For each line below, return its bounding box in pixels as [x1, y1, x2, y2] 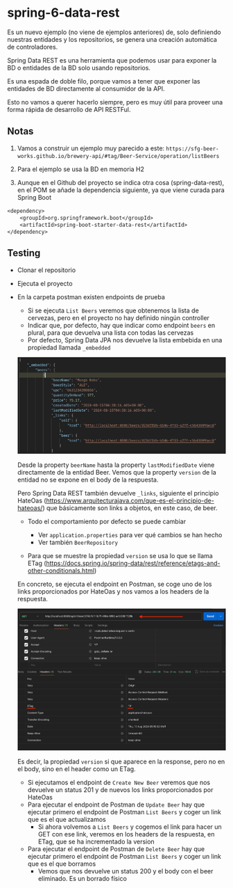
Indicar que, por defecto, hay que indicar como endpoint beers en [27, 321, 216, 329]
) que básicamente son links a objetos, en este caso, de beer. [42, 503, 218, 512]
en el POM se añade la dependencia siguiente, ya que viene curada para [17, 186, 225, 194]
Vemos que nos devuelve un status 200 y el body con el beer [37, 867, 214, 875]
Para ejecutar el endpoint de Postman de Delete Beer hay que [27, 845, 205, 853]
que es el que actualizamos [27, 816, 106, 824]
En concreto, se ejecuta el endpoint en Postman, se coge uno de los [17, 580, 212, 588]
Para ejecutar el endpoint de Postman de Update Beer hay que [27, 800, 205, 809]
